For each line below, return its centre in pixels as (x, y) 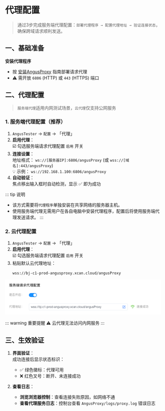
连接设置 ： (23, 154)
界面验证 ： (23, 353)
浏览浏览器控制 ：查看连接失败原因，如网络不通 (67, 397)
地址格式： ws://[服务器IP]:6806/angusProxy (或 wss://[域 (71, 160)
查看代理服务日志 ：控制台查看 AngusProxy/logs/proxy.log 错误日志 (87, 403)
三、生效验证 (25, 340)
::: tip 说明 (15, 194)
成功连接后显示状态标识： (38, 359)
